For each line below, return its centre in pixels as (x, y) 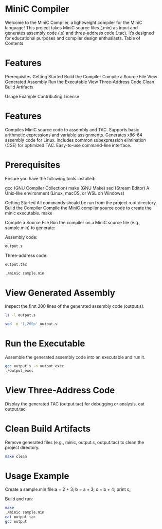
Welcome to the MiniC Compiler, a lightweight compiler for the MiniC (74, 22)
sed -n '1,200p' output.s (31, 324)
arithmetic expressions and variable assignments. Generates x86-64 (74, 135)
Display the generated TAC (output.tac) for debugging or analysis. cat (75, 403)
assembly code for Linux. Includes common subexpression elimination (75, 140)
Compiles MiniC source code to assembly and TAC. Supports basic (72, 129)
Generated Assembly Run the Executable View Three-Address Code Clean (80, 82)
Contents (14, 43)
